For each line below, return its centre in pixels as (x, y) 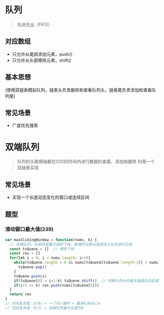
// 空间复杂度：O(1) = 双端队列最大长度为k (44, 308)
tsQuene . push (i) (31, 276)
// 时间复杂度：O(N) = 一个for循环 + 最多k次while (53, 304)
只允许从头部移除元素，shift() (42, 60)
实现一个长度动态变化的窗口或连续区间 (51, 197)
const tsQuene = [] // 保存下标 (42, 249)
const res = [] (25, 253)
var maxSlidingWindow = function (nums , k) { (51, 240)
